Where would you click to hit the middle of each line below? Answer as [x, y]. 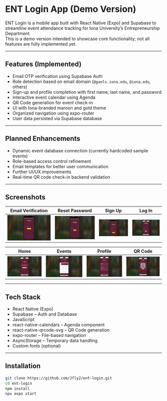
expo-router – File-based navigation [49, 335]
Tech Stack [23, 297]
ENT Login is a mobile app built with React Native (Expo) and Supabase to [81, 23]
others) [20, 87]
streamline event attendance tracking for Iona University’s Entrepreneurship [83, 28]
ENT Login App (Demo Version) [71, 9]
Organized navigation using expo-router [53, 113]
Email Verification [29, 210]
